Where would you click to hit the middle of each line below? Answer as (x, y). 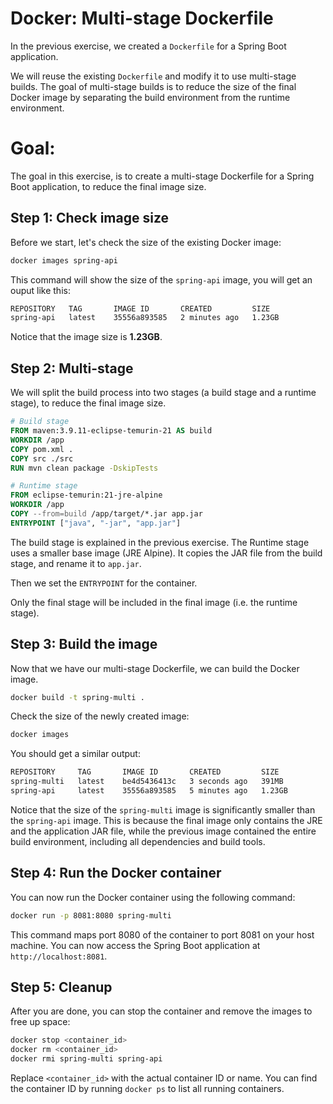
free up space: (40, 1022)
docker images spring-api (64, 260)
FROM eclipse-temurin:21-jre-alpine (86, 495)
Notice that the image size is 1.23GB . (86, 337)
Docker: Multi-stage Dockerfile (142, 18)
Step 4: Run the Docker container (116, 873)
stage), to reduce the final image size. (88, 403)
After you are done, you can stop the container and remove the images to (161, 1011)
